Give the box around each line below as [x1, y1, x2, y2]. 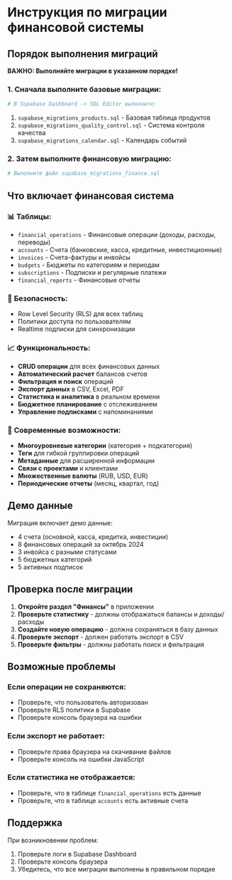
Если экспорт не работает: [7, 731, 105, 741]
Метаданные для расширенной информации [17, 456, 155, 465]
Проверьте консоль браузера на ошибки [17, 713, 142, 722]
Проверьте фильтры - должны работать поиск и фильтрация [17, 640, 204, 649]
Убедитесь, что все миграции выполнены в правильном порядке [17, 864, 216, 873]
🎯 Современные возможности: [7, 425, 121, 435]
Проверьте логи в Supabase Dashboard [17, 849, 137, 858]
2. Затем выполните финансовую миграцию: [7, 154, 172, 164]
